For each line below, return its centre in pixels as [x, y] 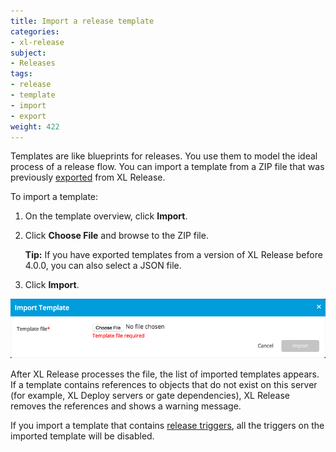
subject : [28, 53]
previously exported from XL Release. [88, 177]
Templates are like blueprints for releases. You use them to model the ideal [164, 156]
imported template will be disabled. [82, 436]
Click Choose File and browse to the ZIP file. [116, 236]
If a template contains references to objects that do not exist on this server [164, 385]
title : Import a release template [82, 21]
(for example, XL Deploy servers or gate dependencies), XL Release [150, 396]
